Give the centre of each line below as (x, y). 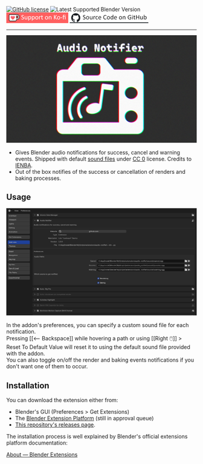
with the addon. (26, 354)
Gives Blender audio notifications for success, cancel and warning (97, 152)
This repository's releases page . (55, 425)
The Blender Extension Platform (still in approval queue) (84, 419)
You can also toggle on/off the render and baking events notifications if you (100, 360)
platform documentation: (37, 443)
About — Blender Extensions (42, 455)
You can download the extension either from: (62, 400)
